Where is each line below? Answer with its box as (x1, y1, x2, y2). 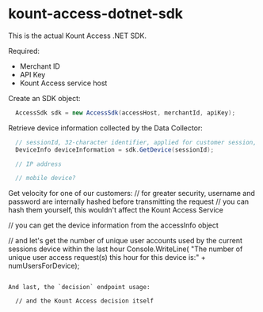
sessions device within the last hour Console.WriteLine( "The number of (8, 244, 243, 254)
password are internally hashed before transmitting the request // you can (8, 197, 250, 206)
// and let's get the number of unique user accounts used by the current (8, 236, 243, 246)
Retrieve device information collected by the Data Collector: (8, 123, 204, 133)
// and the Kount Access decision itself (15, 297, 154, 305)
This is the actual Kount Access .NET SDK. (8, 31, 147, 40)
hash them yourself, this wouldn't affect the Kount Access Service (8, 205, 224, 215)
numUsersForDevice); (8, 261, 80, 271)
